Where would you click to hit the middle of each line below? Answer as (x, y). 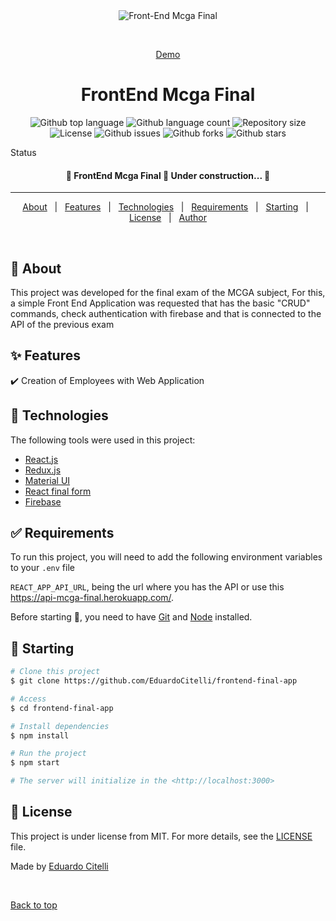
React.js (41, 459)
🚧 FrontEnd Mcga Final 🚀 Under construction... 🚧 (168, 175)
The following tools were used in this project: (103, 440)
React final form (58, 491)
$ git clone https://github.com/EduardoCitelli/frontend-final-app (154, 681)
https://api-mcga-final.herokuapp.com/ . (92, 598)
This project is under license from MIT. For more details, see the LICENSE (161, 836)
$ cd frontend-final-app (62, 708)
